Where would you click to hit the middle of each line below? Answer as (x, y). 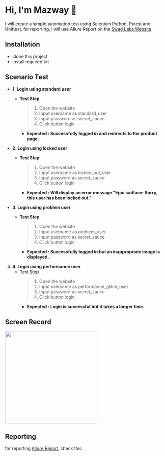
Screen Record (28, 322)
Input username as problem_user (72, 232)
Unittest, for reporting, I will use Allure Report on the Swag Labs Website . (79, 29)
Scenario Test (27, 77)
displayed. (38, 257)
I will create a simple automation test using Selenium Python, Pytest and (78, 24)
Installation (23, 45)
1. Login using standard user (41, 89)
